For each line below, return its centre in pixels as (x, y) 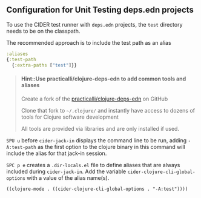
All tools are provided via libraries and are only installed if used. (100, 128)
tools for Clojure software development (70, 117)
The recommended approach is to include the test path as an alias (89, 42)
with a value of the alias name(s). (68, 177)
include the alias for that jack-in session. (57, 153)
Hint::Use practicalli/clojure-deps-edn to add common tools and (104, 79)
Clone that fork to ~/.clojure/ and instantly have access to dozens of (108, 110)
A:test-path (21, 147)
